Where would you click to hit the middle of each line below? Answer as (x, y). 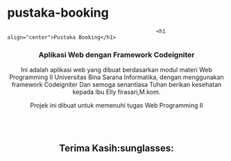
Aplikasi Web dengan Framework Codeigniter (117, 55)
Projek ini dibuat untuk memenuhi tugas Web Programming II (117, 105)
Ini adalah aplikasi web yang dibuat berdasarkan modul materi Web (117, 70)
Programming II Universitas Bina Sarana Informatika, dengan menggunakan (117, 77)
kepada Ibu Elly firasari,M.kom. (117, 92)
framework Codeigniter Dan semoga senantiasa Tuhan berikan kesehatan (117, 85)
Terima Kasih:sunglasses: (117, 148)
